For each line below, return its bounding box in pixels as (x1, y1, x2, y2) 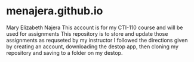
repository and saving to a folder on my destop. (6, 49, 123, 56)
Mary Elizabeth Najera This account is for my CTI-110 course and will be (6, 24, 183, 31)
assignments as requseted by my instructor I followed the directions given (6, 36, 188, 44)
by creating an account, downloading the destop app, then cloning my (6, 43, 179, 50)
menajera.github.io (6, 4, 103, 18)
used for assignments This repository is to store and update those (6, 30, 168, 37)
